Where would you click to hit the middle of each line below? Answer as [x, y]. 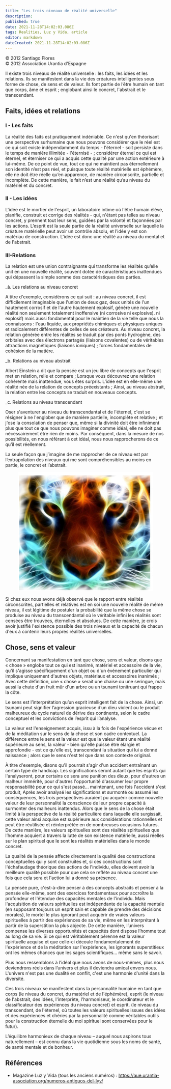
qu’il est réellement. [26, 444]
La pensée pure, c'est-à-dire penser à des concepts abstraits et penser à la [84, 887]
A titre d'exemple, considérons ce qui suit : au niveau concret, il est [76, 297]
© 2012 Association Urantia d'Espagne [46, 63]
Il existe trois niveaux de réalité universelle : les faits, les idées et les [77, 73]
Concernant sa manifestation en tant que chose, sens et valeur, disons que [84, 660]
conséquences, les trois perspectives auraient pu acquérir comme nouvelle [84, 797]
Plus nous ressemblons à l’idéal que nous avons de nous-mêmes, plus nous [85, 962]
